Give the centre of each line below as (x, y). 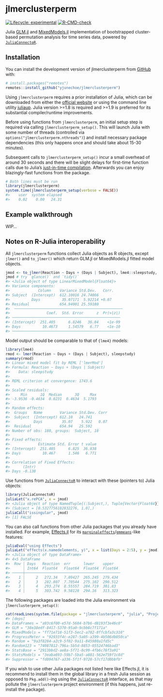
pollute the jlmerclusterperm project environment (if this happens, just (75, 684)
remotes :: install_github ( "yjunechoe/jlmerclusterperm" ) (63, 88)
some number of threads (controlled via (45, 132)
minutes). (15, 148)
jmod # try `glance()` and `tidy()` (42, 277)
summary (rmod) (20, 358)
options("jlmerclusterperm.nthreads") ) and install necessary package (76, 137)
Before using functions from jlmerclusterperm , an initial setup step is (74, 122)
